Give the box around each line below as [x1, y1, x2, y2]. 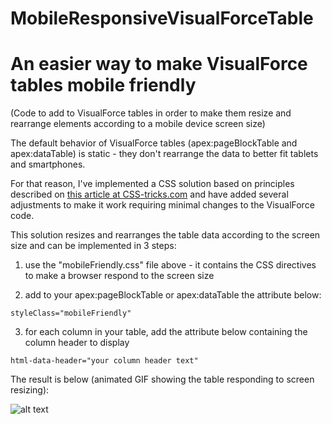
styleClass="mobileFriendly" [10, 308, 132, 319]
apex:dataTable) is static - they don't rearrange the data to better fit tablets [10, 148, 319, 160]
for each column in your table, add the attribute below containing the [24, 326, 308, 338]
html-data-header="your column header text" [10, 356, 199, 366]
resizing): [10, 384, 50, 396]
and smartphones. [10, 158, 86, 171]
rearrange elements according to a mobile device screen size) [10, 118, 266, 130]
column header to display [24, 337, 130, 349]
